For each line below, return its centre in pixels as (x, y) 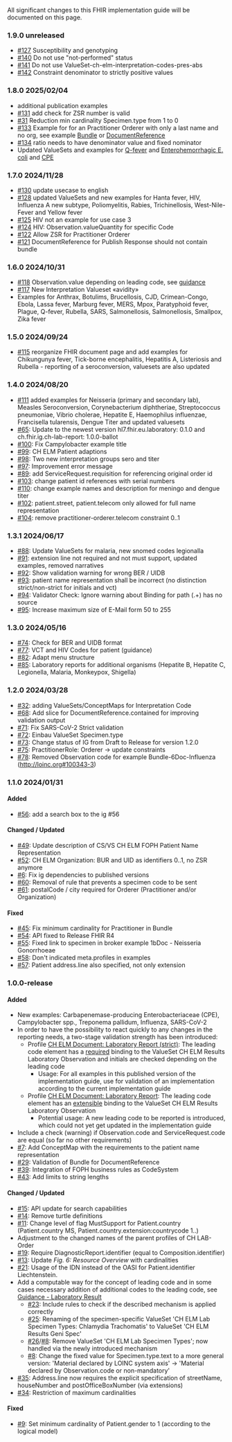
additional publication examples (62, 105)
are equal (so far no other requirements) (74, 1140)
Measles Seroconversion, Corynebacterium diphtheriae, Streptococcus (119, 407)
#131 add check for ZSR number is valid (73, 113)
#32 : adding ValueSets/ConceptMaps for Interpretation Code (104, 705)
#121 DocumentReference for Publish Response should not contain (112, 241)
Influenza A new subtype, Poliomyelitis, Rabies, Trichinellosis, (105, 205)
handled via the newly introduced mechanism (92, 1348)
